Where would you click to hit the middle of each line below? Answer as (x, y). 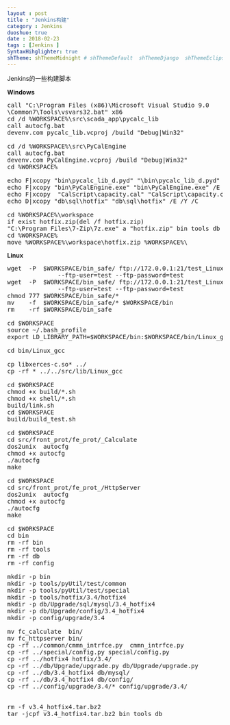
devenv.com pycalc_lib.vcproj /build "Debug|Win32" (96, 132)
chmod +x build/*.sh (42, 392)
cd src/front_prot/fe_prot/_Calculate (72, 440)
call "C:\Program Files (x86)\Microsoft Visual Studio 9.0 (108, 105)
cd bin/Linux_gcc (36, 351)
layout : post (27, 13)
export (18, 337)
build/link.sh (31, 405)
